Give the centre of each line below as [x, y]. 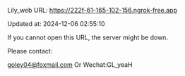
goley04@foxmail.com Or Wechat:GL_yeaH [70, 65]
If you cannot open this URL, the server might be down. [88, 37]
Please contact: [30, 51]
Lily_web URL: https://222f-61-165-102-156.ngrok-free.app [92, 10]
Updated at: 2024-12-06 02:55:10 [56, 24]
